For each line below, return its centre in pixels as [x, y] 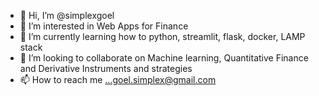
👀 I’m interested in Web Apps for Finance [104, 26]
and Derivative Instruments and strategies [106, 68]
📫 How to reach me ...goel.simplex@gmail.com [118, 79]
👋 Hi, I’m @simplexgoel [67, 15]
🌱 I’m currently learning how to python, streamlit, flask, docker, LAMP [162, 36]
